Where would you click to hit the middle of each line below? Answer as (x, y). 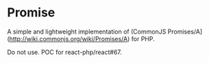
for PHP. (143, 38)
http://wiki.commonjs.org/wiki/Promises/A (69, 38)
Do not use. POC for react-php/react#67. (64, 52)
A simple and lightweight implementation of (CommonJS (87, 32)
